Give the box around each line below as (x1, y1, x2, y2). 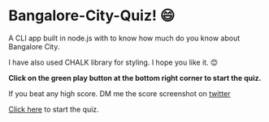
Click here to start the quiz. (8, 104, 99, 114)
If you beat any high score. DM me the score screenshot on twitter (8, 88, 231, 99)
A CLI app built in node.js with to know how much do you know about (8, 33, 241, 43)
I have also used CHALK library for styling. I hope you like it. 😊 (8, 57, 219, 67)
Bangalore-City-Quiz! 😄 (8, 6, 176, 25)
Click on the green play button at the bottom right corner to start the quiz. (8, 73, 262, 82)
